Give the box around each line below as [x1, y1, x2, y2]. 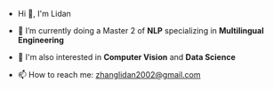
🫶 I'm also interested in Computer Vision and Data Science [17, 52, 236, 62]
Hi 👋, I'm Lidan [17, 9, 71, 19]
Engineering [17, 35, 65, 45]
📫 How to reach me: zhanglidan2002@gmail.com [17, 70, 202, 79]
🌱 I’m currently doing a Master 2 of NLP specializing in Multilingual [17, 26, 264, 35]
